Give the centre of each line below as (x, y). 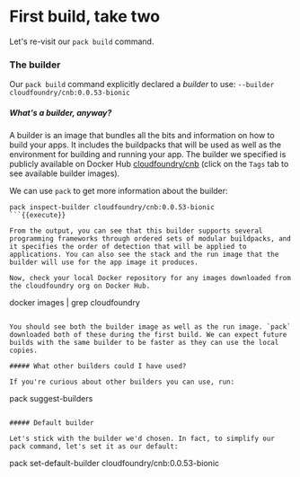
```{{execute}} (38, 216)
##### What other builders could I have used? (98, 367)
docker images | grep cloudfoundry (75, 303)
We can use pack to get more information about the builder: (119, 191)
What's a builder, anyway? (61, 112)
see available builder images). (65, 173)
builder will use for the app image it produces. (104, 262)
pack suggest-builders (51, 399)
